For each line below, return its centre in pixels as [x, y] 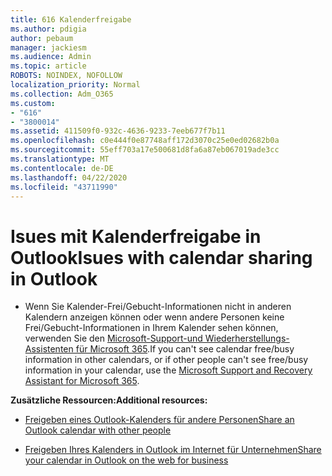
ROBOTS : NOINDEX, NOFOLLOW [66, 76]
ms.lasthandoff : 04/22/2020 [69, 177]
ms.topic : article [48, 66]
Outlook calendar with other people [98, 430]
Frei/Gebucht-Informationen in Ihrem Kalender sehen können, [151, 328]
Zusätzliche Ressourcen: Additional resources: [109, 400]
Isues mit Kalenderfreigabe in [136, 236]
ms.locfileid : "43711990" [64, 187]
